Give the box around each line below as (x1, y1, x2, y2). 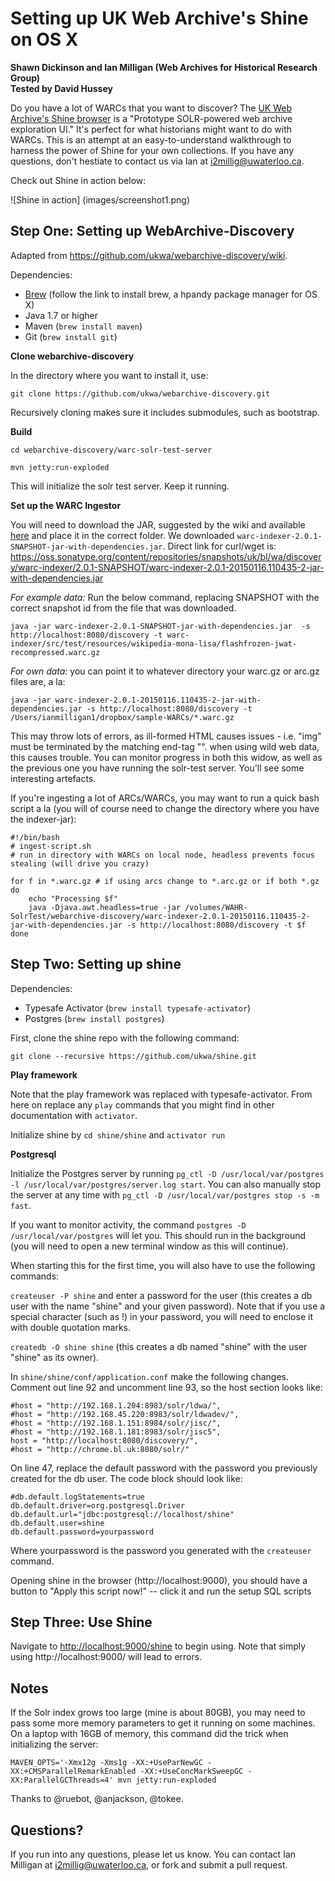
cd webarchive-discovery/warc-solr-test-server (10, 445, 213, 455)
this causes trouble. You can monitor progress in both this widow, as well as (10, 751, 323, 763)
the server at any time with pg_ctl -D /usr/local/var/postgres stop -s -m (10, 1188, 320, 1201)
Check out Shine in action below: (10, 174, 147, 186)
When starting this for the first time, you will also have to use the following (10, 1259, 316, 1271)
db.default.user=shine (10, 1518, 105, 1528)
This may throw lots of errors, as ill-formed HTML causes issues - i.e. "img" (10, 730, 322, 742)
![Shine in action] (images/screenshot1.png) (10, 193, 191, 206)
